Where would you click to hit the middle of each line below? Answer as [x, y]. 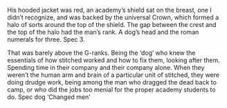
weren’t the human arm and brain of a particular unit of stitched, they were [113, 75]
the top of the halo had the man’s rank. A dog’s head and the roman [103, 32]
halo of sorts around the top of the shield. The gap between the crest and [112, 25]
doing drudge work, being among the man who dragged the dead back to [112, 82]
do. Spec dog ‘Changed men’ [49, 97]
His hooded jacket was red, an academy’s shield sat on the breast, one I [110, 10]
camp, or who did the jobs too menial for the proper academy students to [111, 90]
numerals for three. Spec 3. [46, 39]
